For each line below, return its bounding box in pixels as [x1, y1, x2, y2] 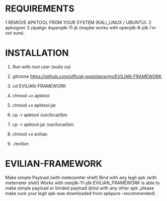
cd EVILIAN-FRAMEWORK [12, 83, 66, 89]
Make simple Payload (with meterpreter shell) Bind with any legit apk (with [5, 174, 158, 180]
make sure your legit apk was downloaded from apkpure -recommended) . [5, 190, 158, 196]
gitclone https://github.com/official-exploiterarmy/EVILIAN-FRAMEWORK [12, 73, 162, 79]
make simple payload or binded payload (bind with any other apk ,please [5, 185, 154, 191]
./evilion [12, 140, 29, 146]
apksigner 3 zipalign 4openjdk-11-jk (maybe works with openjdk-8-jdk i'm [5, 24, 156, 30]
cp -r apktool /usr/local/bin [12, 112, 68, 118]
